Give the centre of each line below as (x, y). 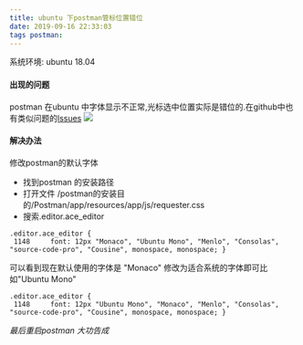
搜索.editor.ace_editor (63, 216)
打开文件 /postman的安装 (70, 193)
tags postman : (37, 35)
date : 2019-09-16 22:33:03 (61, 26)
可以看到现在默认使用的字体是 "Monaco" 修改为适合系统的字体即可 (135, 267)
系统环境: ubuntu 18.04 (52, 62)
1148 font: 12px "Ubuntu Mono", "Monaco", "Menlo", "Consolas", (146, 304)
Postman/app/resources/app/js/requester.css (119, 204)
